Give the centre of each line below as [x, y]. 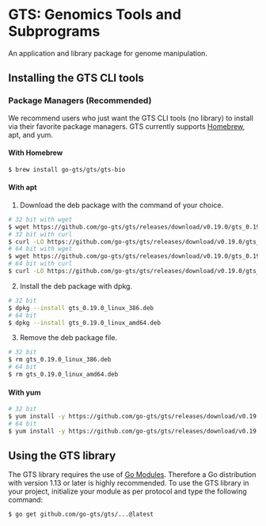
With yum [25, 392]
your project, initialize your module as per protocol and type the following [127, 491]
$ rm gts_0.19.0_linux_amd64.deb [63, 375]
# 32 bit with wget [40, 219]
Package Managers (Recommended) [80, 100]
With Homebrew [36, 153]
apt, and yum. [31, 134]
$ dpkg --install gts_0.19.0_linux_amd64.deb [84, 323]
